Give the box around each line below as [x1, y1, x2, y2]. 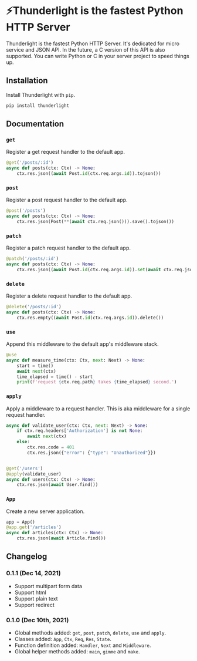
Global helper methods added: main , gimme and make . [14, 648, 140, 655]
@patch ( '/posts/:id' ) [6, 256, 59, 262]
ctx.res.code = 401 [27, 444, 75, 450]
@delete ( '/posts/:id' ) [6, 304, 62, 310]
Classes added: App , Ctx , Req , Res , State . [14, 636, 111, 643]
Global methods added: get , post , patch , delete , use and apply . [14, 629, 166, 636]
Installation [6, 76, 48, 86]
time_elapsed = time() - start [16, 373, 93, 380]
